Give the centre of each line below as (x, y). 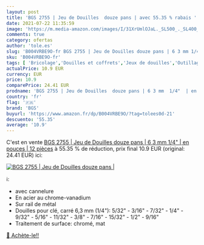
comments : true (25, 35)
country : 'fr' (24, 97)
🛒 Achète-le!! (23, 235)
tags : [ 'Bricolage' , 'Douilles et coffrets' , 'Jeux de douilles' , (90, 63)
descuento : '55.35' (31, 119)
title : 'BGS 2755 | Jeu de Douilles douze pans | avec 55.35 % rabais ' (102, 18)
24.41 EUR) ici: (25, 155)
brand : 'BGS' (23, 108)
